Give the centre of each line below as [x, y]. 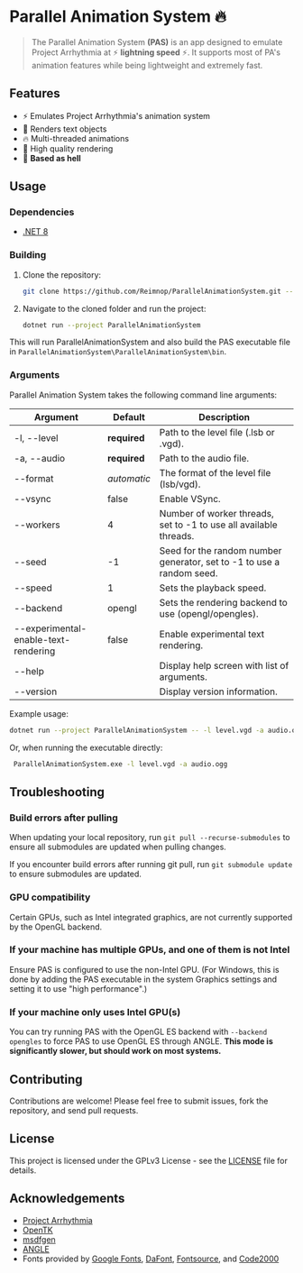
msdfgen [39, 1239]
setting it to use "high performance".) [78, 988]
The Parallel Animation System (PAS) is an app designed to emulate [157, 41]
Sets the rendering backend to [224, 602]
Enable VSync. [190, 499]
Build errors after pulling [64, 818]
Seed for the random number [220, 550]
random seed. [188, 572]
